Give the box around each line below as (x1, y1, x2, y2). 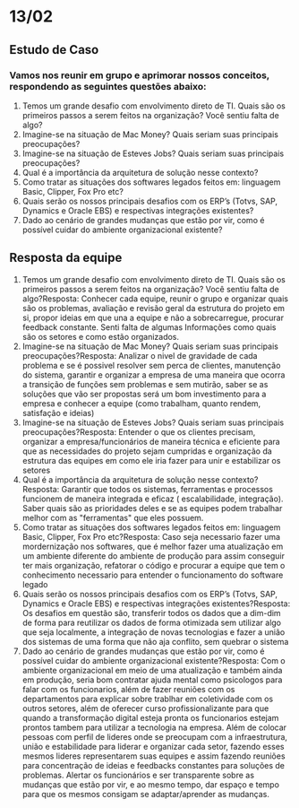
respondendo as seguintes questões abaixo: (9, 80, 207, 92)
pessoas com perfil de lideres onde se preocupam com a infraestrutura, (21, 731, 288, 742)
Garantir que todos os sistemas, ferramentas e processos (61, 483, 273, 494)
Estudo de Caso (9, 42, 99, 57)
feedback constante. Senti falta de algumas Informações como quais (21, 321, 277, 333)
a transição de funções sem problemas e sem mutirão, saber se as (21, 378, 269, 389)
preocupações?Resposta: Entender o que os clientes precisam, (21, 426, 256, 437)
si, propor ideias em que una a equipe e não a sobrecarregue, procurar (21, 312, 285, 323)
